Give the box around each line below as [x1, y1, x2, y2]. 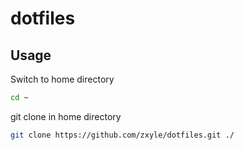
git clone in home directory [10, 110, 122, 122]
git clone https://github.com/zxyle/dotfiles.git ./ [10, 130, 235, 140]
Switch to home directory [10, 73, 115, 85]
